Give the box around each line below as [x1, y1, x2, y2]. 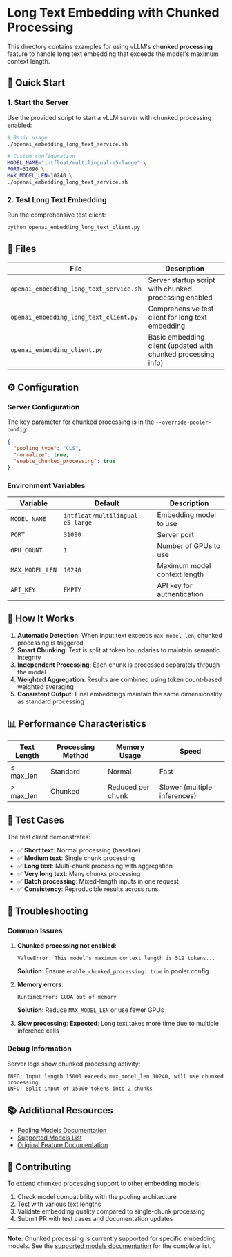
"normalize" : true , [13, 451, 70, 458]
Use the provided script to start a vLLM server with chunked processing [7, 113, 212, 121]
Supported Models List [17, 1133, 82, 1142]
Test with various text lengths [17, 1200, 101, 1209]
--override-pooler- [155, 419, 212, 426]
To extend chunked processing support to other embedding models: [7, 1179, 202, 1188]
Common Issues [7, 926, 64, 935]
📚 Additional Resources [7, 1104, 114, 1116]
